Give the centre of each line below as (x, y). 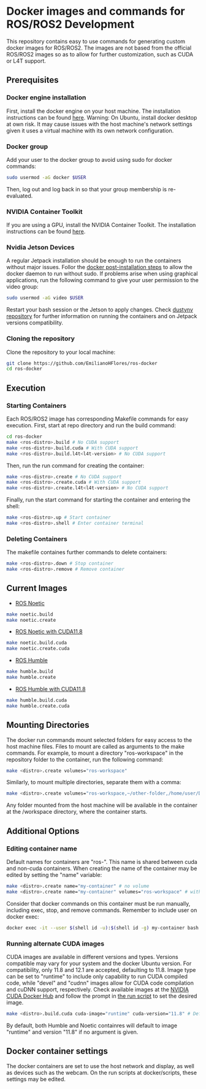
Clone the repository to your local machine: (61, 352)
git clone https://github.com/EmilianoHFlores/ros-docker (82, 363)
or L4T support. (26, 61)
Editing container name (42, 849)
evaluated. (20, 196)
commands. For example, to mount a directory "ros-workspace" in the (95, 753)
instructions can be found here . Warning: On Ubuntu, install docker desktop (102, 117)
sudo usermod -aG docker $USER (46, 177)
